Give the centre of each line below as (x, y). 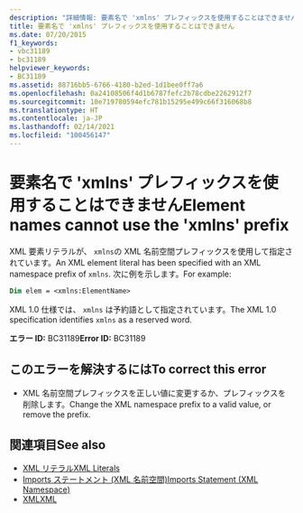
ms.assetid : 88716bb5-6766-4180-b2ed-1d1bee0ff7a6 (106, 85)
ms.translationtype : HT (54, 110)
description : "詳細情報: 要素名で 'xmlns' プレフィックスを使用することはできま (147, 18)
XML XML (40, 499)
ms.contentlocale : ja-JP (56, 118)
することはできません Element (136, 205)
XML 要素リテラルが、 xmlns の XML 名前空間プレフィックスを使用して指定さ (151, 251)
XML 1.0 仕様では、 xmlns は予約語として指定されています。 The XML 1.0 (143, 309)
